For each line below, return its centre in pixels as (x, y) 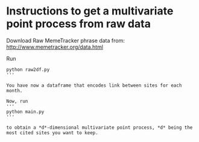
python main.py (25, 112)
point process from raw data (78, 24)
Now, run (17, 101)
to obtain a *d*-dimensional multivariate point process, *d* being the (99, 128)
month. (14, 91)
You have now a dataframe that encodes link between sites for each (94, 85)
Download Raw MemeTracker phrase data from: (65, 40)
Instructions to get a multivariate (90, 11)
